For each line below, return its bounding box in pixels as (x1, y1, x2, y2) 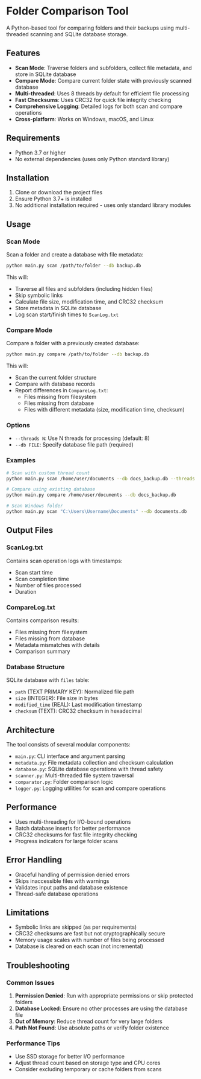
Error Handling (6, 855, 62, 865)
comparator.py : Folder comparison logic (14, 778, 114, 786)
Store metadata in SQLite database (14, 304, 102, 311)
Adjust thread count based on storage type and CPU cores (14, 1059, 161, 1066)
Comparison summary (14, 648, 70, 655)
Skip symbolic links (14, 291, 63, 299)
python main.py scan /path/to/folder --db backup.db (6, 263, 141, 269)
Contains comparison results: (6, 617, 79, 624)
